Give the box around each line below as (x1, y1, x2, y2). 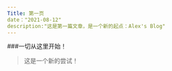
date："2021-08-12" (7, 16, 62, 23)
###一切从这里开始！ (7, 42, 67, 51)
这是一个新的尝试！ (23, 57, 79, 65)
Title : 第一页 (7, 10, 45, 17)
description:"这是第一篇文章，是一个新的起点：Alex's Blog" (7, 23, 166, 29)
